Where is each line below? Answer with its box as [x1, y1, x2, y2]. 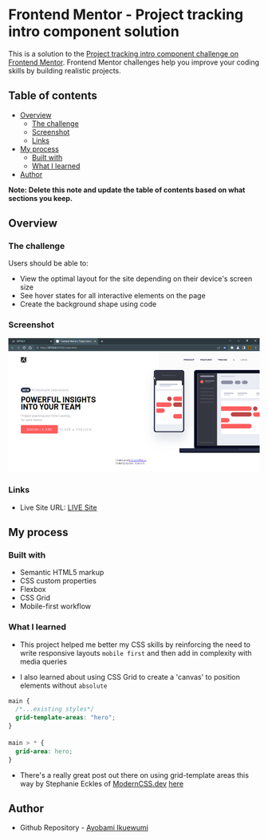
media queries [19, 657, 68, 666]
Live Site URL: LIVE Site [19, 503, 97, 512]
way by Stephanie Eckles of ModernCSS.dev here [19, 779, 184, 788]
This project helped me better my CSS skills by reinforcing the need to [19, 640, 251, 649]
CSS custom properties [19, 576, 97, 586]
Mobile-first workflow [19, 601, 92, 611]
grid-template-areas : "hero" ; [15, 714, 116, 722]
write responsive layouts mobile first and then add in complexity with [19, 648, 253, 657]
